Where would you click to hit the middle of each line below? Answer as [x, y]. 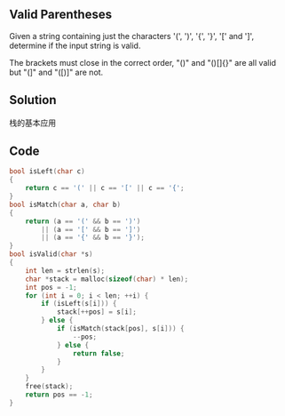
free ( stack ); [49, 387]
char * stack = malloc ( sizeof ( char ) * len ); [107, 279]
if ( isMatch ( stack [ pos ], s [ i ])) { [120, 329]
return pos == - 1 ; [59, 395]
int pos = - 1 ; [51, 287]
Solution [33, 100]
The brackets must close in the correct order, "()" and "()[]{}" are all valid [143, 62]
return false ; [99, 353]
